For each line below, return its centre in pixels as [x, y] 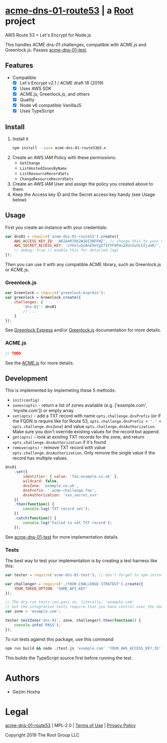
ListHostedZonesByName [43, 168]
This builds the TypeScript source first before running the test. [69, 658]
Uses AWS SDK [36, 88]
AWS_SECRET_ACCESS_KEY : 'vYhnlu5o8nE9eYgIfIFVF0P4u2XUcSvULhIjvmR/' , [88, 246]
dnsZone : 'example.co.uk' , [51, 486]
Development [27, 378]
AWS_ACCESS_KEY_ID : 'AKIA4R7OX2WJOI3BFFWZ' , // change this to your [86, 241]
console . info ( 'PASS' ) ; [38, 625]
